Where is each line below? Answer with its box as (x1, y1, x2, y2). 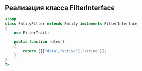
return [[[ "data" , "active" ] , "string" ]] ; (23, 48, 107, 53)
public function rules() (14, 39, 65, 44)
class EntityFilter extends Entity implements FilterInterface (5, 21, 138, 26)
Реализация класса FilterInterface (5, 4, 115, 12)
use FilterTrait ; (14, 30, 50, 35)
